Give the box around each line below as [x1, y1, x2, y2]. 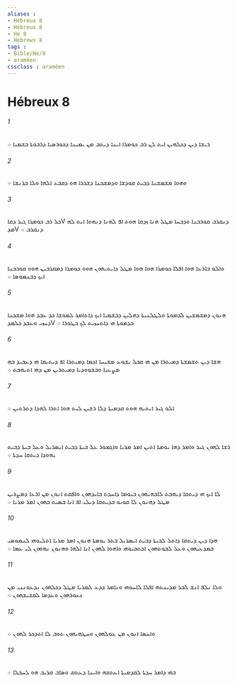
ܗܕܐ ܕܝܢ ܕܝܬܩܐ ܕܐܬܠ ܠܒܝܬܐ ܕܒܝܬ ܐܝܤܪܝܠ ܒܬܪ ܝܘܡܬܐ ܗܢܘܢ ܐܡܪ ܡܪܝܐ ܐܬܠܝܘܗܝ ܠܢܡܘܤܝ [7, 535, 218, 544]
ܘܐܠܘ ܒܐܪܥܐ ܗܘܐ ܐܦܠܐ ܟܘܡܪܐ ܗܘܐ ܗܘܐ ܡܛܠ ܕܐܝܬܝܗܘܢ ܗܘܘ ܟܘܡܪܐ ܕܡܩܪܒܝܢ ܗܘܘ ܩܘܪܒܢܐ [7, 263, 225, 272]
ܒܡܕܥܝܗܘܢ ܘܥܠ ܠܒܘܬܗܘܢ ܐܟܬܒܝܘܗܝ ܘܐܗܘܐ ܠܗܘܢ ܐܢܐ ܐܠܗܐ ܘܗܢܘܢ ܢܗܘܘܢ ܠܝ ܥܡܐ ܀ [7, 544, 214, 552]
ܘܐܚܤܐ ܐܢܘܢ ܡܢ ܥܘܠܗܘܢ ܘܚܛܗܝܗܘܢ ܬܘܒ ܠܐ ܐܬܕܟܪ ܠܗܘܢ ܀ [7, 629, 156, 638]
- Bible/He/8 [7, 50, 46, 58]
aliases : [7, 10, 37, 18]
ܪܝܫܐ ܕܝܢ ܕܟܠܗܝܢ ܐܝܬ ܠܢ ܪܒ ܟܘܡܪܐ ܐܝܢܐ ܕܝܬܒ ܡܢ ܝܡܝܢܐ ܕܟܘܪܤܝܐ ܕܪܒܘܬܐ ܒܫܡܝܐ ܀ [7, 140, 210, 148]
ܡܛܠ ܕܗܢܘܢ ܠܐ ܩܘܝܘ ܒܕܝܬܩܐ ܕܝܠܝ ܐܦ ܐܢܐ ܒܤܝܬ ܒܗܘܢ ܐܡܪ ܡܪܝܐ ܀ [7, 497, 170, 506]
